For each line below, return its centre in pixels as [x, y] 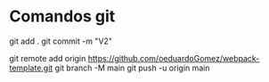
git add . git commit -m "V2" [61, 41]
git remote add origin [48, 58]
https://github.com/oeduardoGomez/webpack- [174, 58]
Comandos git [62, 16]
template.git [31, 68]
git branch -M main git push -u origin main [133, 68]
